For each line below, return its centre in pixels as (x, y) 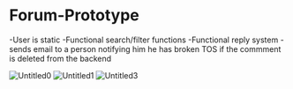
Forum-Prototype (74, 15)
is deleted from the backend (60, 58)
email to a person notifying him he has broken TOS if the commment (157, 48)
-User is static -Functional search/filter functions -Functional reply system (144, 40)
